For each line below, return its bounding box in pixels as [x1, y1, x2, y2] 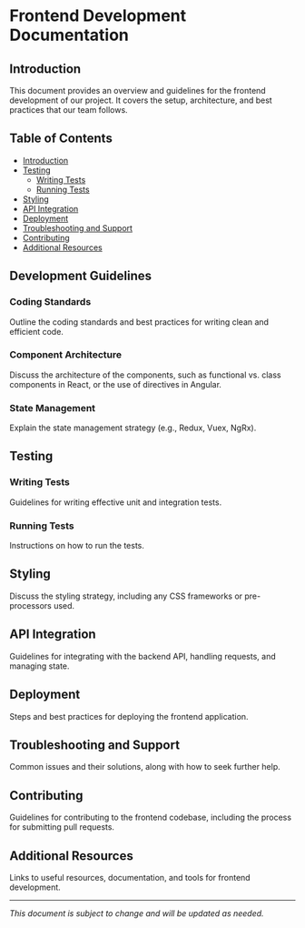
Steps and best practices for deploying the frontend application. [9, 711, 249, 721]
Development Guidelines [9, 268, 152, 284]
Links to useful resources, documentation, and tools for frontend [9, 872, 251, 883]
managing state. [9, 661, 70, 671]
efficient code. [9, 326, 64, 337]
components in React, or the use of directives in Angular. [9, 378, 222, 389]
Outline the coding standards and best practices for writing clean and [9, 316, 270, 328]
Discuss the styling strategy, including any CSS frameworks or [9, 590, 243, 601]
